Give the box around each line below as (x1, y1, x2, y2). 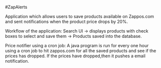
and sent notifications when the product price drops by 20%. (5, 19, 128, 24)
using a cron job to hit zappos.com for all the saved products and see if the (5, 48, 157, 53)
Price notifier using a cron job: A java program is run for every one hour (5, 43, 149, 48)
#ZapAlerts (5, 4, 28, 10)
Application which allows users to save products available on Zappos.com (5, 14, 154, 19)
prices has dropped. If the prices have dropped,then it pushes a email (5, 53, 146, 59)
